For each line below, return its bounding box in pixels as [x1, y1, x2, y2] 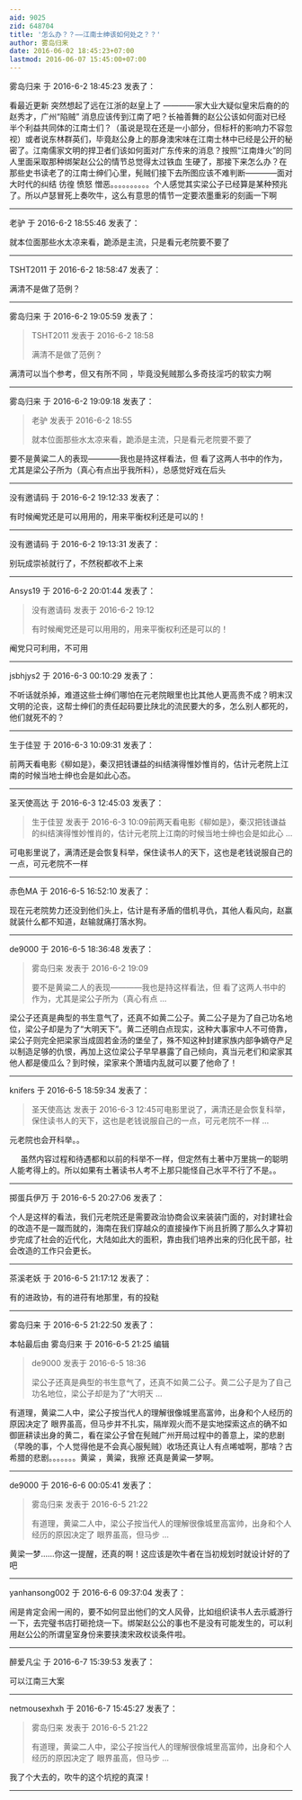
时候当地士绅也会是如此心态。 [24, 770, 136, 780]
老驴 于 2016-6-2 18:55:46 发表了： [9, 218, 140, 228]
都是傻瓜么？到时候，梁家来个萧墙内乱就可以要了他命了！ [24, 1057, 238, 1067]
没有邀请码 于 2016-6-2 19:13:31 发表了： [9, 539, 161, 549]
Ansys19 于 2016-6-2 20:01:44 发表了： [9, 586, 156, 596]
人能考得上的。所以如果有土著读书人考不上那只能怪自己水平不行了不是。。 [9, 1165, 281, 1175]
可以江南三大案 [9, 1676, 65, 1686]
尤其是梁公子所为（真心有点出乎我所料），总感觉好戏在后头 [9, 464, 226, 475]
